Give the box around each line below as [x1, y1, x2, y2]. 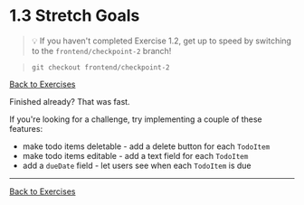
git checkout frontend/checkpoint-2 [31, 62, 170, 72]
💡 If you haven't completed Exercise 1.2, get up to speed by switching [31, 35, 292, 46]
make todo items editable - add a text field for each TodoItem [22, 150, 249, 161]
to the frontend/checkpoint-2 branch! [31, 45, 172, 56]
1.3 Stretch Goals [9, 5, 140, 26]
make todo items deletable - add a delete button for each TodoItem [22, 141, 271, 152]
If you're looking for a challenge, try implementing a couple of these [9, 114, 262, 125]
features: [9, 123, 43, 134]
